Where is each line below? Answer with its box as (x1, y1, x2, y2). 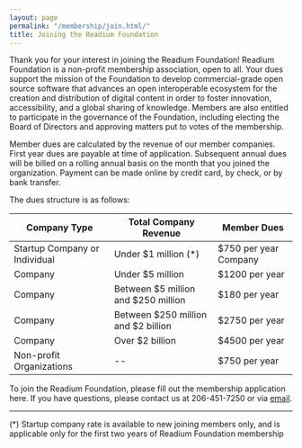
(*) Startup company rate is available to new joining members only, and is (9, 419, 280, 430)
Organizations (13, 361, 74, 373)
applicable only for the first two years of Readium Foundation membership (9, 428, 285, 439)
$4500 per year (217, 335, 285, 347)
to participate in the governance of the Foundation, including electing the (9, 112, 280, 122)
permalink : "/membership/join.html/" (9, 22, 151, 31)
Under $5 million (113, 268, 184, 281)
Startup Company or (13, 242, 100, 255)
